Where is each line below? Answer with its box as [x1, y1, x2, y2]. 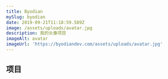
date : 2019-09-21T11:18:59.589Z [6, 19, 85, 25]
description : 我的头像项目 [6, 30, 66, 36]
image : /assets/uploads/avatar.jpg [6, 25, 93, 31]
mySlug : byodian [6, 14, 45, 20]
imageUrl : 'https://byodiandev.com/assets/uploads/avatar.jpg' [6, 42, 163, 47]
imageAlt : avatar [6, 36, 48, 42]
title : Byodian [6, 8, 43, 15]
